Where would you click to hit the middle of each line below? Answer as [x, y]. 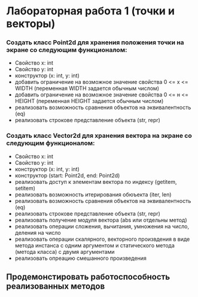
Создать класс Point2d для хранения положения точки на [95, 43]
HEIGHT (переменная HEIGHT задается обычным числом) [89, 101]
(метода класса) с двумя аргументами [65, 251]
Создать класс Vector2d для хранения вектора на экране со [99, 136]
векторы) [31, 24]
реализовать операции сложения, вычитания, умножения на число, [102, 226]
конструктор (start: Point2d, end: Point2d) [67, 175]
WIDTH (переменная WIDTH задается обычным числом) [87, 89]
